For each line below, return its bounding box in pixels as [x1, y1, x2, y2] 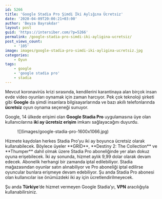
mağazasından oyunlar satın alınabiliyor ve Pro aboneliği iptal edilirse [5, 164, 143, 170]
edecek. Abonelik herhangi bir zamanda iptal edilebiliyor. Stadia [5, 158, 133, 164]
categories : [5, 52, 29, 58]
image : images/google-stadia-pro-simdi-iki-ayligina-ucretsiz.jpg [5, 48, 143, 53]
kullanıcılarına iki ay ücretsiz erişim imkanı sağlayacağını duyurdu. [5, 119, 139, 125]
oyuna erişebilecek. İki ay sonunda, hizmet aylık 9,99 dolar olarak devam [5, 154, 151, 159]
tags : [5, 62, 16, 66]
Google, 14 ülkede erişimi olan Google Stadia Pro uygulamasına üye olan [5, 113, 151, 120]
